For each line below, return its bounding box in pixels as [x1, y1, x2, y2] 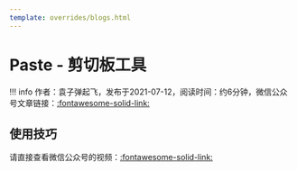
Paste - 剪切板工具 [9, 55, 147, 75]
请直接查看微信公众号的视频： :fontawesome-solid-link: [9, 152, 214, 163]
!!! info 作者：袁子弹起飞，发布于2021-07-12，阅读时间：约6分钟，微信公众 [9, 86, 288, 97]
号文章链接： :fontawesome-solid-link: [9, 97, 151, 108]
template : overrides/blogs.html [9, 13, 131, 22]
